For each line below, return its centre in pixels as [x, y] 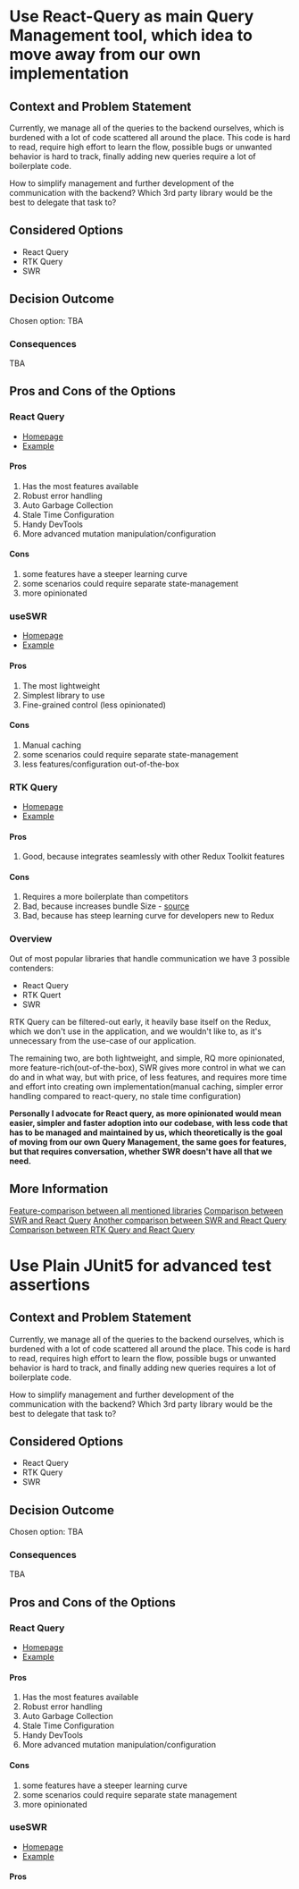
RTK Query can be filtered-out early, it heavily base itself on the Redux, [140, 1021]
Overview [31, 939]
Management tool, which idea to [131, 35]
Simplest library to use [63, 695]
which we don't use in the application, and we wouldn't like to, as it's [135, 1031]
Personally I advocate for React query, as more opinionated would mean [145, 1113]
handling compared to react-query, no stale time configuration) [125, 1096]
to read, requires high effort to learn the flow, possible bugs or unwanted [143, 1358]
